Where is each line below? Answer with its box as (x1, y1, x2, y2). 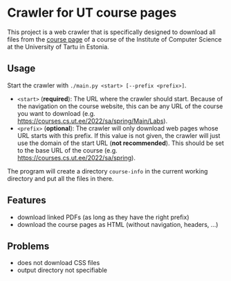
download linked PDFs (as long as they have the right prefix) (17, 213, 190, 221)
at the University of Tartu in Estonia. (7, 42, 109, 51)
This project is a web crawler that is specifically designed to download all (7, 28, 216, 36)
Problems (7, 240, 50, 252)
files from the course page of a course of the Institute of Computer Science (7, 35, 222, 43)
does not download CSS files (17, 259, 100, 267)
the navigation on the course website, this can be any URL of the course (17, 102, 223, 110)
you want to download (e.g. (17, 109, 95, 117)
